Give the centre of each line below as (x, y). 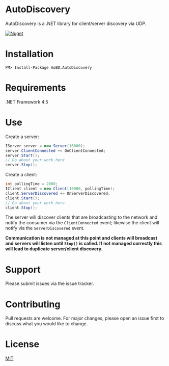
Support (23, 269)
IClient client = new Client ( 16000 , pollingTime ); (60, 189)
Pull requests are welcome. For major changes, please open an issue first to (85, 318)
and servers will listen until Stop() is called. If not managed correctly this (83, 244)
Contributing (33, 304)
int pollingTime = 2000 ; (32, 184)
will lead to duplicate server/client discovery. (54, 249)
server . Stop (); (21, 165)
